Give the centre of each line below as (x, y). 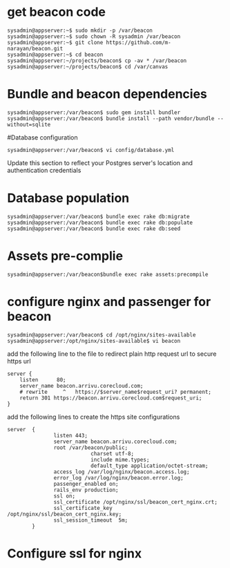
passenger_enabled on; (86, 484)
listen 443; (71, 435)
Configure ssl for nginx (75, 553)
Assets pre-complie (65, 256)
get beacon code (56, 12)
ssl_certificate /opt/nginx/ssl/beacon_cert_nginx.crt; (135, 502)
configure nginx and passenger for (109, 302)
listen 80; (43, 380)
